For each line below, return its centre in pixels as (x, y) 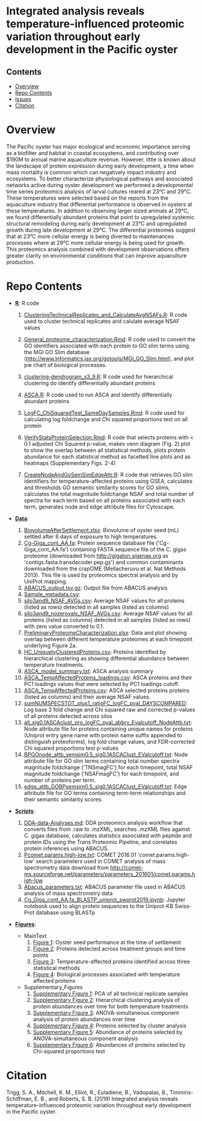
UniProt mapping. (46, 581)
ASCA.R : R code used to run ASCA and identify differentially (98, 395)
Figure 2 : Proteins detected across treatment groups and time (109, 948)
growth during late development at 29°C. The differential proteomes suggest (101, 230)
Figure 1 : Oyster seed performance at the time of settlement (107, 942)
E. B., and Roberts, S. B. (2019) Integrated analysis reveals (106, 1099)
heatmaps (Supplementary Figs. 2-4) (70, 463)
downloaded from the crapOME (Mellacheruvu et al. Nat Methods (105, 568)
